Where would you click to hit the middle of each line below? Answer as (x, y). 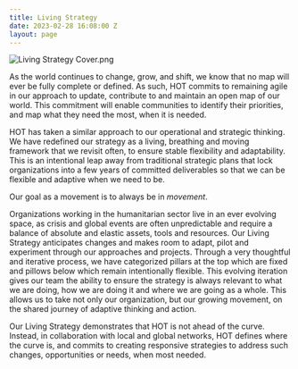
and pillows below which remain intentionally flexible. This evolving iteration (149, 271)
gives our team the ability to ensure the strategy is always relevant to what (146, 281)
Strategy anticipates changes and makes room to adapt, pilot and (129, 243)
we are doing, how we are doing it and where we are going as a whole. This (148, 290)
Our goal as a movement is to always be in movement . (108, 197)
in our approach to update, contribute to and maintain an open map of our (145, 96)
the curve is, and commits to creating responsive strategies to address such (149, 346)
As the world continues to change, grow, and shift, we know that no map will (149, 77)
